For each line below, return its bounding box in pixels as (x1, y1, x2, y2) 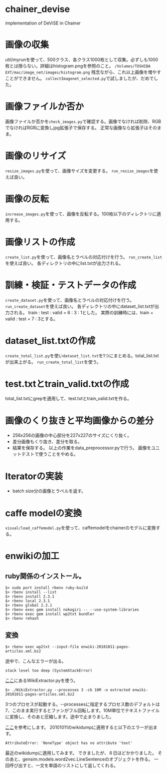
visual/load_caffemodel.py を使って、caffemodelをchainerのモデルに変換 (5, 525, 156, 531)
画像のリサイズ (5, 150, 66, 161)
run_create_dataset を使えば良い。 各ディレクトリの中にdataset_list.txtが (5, 303, 155, 309)
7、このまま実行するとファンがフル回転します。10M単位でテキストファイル (5, 708, 160, 714)
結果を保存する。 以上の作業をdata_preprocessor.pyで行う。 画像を (12, 445, 152, 451)
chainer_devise (5, 3, 70, 15)
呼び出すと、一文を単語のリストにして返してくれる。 (9, 763, 119, 769)
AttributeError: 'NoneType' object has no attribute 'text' (5, 741, 133, 746)
